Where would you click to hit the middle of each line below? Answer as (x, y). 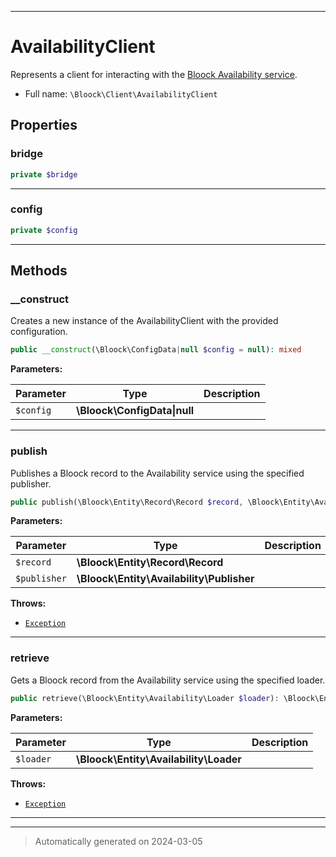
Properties (44, 125)
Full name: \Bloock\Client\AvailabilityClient (121, 93)
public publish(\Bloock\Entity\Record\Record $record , (127, 502)
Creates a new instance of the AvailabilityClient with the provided (144, 321)
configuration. (39, 332)
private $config (44, 230)
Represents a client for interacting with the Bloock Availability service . (154, 74)
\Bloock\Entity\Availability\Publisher (165, 579)
